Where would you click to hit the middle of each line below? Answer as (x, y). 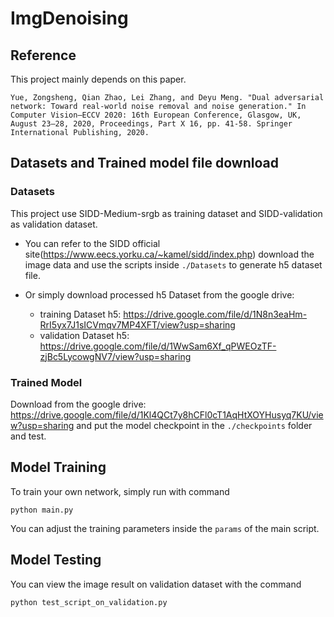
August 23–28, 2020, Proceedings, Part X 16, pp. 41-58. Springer (151, 124)
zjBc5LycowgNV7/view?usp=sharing (115, 356)
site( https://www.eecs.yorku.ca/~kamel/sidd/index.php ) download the (169, 254)
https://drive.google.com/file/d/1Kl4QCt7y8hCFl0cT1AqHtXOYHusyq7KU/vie (167, 414)
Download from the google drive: (78, 404)
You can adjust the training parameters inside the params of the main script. (165, 528)
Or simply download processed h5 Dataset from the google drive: (159, 294)
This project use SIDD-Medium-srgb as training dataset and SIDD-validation (166, 213)
